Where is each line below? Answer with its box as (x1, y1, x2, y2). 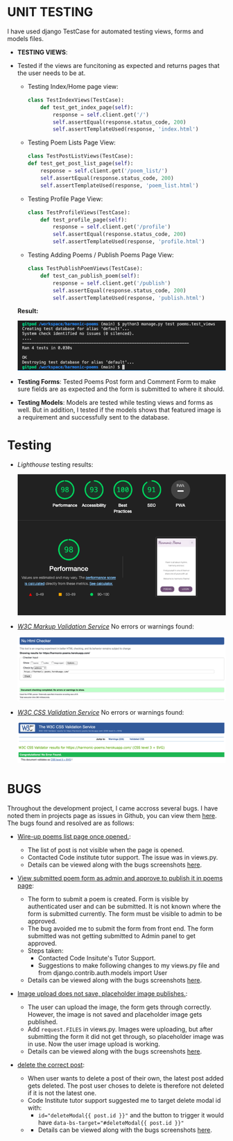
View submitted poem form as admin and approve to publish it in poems (17, 874, 223, 883)
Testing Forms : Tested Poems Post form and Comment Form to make (17, 378, 216, 386)
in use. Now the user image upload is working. (27, 1040, 161, 1049)
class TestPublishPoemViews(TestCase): (27, 265, 144, 272)
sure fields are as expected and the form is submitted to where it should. (17, 385, 225, 393)
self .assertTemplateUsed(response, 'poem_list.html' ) (40, 182, 199, 189)
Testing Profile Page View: (27, 194, 103, 203)
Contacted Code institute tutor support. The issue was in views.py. (27, 853, 218, 862)
